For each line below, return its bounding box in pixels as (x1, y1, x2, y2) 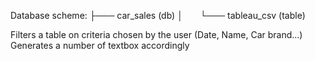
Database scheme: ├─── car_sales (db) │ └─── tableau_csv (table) (10, 10, 306, 21)
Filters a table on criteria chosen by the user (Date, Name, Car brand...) (10, 29, 303, 40)
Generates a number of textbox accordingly (10, 40, 190, 51)
